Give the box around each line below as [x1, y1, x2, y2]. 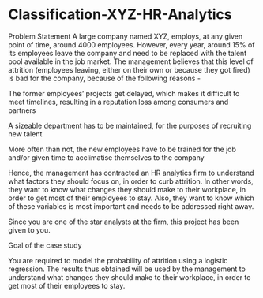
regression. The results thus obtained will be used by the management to [8, 264, 246, 274]
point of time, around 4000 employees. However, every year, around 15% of [8, 39, 255, 49]
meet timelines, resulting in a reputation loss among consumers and [8, 97, 229, 106]
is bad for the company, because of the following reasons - [8, 73, 201, 83]
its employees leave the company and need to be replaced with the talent [8, 48, 247, 58]
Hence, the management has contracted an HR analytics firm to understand [8, 168, 254, 177]
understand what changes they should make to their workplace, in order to [8, 272, 251, 281]
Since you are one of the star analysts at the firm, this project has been [8, 217, 239, 226]
